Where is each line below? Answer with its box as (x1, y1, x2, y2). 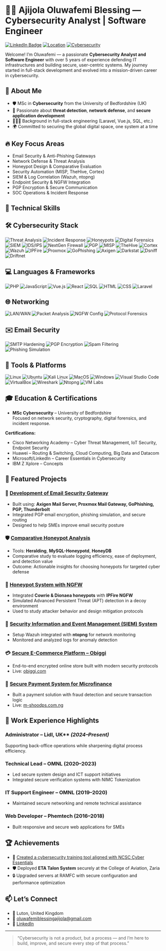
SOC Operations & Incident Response (12, 190, 89, 195)
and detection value (12, 558, 53, 564)
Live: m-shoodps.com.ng (12, 702, 64, 708)
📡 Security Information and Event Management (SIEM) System (5, 620, 158, 627)
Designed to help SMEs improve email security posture (12, 522, 124, 528)
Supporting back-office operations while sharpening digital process (5, 742, 143, 749)
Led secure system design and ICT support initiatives (12, 771, 121, 777)
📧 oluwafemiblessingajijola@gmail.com (12, 915, 92, 922)
